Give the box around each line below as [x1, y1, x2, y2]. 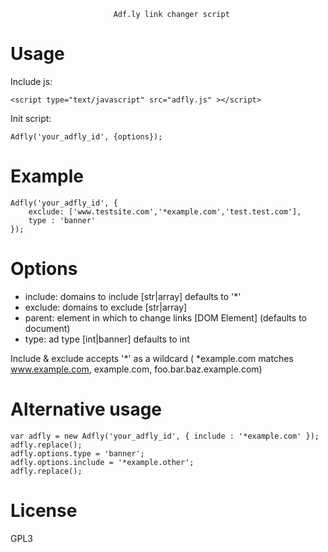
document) [24, 322, 71, 334]
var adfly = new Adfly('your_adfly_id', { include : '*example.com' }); [10, 431, 320, 441]
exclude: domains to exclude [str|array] [24, 301, 188, 313]
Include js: [10, 75, 53, 87]
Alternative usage [10, 398, 163, 420]
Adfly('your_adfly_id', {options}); [10, 131, 163, 142]
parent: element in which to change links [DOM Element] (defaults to [24, 311, 307, 324]
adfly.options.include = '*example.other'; [10, 457, 195, 467]
